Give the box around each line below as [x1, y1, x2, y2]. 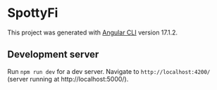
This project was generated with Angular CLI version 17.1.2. [7, 28, 178, 37]
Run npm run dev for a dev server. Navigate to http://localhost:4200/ [7, 67, 211, 75]
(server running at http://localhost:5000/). [7, 75, 129, 83]
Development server [7, 49, 99, 60]
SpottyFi [7, 5, 58, 21]
